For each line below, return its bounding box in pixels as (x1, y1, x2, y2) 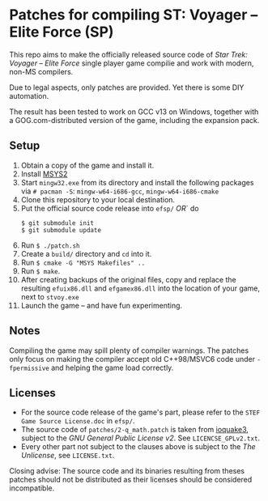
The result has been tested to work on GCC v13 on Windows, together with (9, 107, 259, 117)
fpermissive (9, 364, 49, 372)
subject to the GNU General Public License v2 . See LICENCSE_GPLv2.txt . (20, 433, 261, 443)
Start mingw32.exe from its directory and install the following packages (20, 177, 254, 187)
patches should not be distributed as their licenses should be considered (9, 475, 253, 485)
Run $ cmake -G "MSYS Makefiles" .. (20, 257, 146, 267)
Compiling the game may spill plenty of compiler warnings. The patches (9, 346, 249, 355)
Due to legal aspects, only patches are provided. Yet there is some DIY (9, 83, 245, 92)
